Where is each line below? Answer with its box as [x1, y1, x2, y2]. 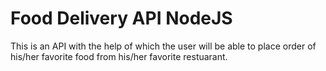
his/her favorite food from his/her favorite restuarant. [10, 50, 228, 62]
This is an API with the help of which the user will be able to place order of [10, 40, 317, 52]
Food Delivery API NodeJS [10, 7, 233, 30]
